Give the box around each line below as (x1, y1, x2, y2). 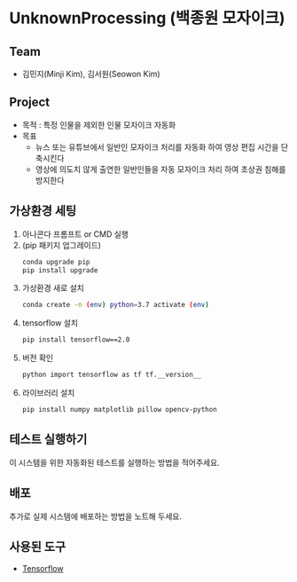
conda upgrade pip (21, 257, 90, 266)
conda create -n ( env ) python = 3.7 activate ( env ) (21, 301, 210, 310)
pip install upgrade (21, 265, 98, 275)
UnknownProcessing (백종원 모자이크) (9, 8, 285, 28)
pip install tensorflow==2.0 (21, 335, 130, 344)
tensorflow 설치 (21, 318, 78, 328)
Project (9, 95, 51, 110)
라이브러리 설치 (21, 388, 75, 397)
